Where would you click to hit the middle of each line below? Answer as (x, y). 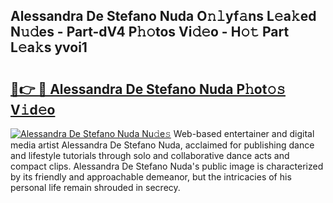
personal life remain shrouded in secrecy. (95, 187)
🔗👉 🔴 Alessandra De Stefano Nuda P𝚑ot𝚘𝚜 (148, 89)
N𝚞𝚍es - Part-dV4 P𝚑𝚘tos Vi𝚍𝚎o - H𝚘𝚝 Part (150, 32)
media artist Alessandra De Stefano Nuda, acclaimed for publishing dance (162, 145)
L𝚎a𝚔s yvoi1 (49, 47)
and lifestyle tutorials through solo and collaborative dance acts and (150, 155)
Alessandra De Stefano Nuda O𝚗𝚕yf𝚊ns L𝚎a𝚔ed (163, 16)
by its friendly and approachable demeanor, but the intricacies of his (151, 177)
